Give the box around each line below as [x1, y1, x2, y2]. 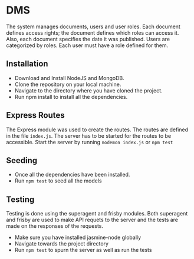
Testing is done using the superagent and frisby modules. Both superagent [6, 210, 188, 217]
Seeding [6, 155, 38, 165]
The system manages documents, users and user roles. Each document [6, 23, 181, 30]
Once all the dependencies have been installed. [14, 171, 130, 178]
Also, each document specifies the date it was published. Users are [6, 35, 170, 42]
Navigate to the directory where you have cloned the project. [14, 87, 163, 94]
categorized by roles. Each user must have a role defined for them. [6, 42, 169, 49]
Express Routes [6, 110, 65, 121]
